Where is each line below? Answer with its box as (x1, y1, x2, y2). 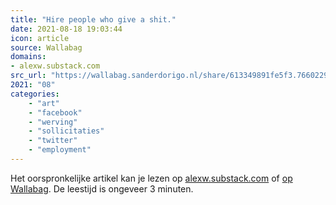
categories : (10, 89, 60, 99)
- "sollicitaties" (28, 126, 105, 136)
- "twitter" (28, 136, 78, 146)
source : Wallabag (10, 42, 83, 53)
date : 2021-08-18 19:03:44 (10, 24, 123, 34)
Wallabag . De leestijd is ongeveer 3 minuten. (10, 182, 194, 195)
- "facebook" (28, 107, 83, 118)
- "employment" (28, 145, 92, 155)
